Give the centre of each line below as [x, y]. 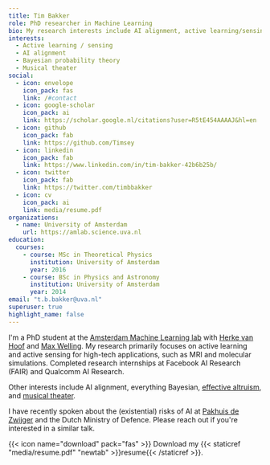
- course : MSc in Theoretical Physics [88, 255]
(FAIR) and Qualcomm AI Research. [66, 371]
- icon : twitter [43, 173]
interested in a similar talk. [51, 428]
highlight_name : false [46, 314]
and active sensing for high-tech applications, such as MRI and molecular [130, 354]
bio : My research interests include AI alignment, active [107, 31]
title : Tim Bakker [39, 16]
